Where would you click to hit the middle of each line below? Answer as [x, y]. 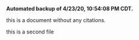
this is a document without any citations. [56, 20]
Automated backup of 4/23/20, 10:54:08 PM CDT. [70, 9]
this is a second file [30, 32]
